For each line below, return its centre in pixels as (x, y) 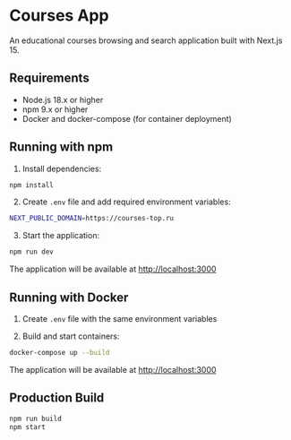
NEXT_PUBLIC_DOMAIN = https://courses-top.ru (92, 219)
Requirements (49, 78)
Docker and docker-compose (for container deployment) (127, 118)
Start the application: (61, 236)
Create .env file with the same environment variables (120, 319)
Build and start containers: (71, 336)
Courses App (59, 16)
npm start (28, 427)
